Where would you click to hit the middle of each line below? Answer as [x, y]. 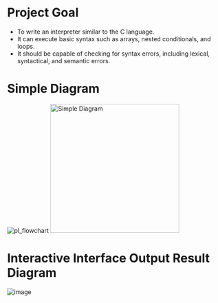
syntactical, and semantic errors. [64, 60]
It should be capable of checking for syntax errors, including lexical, [113, 54]
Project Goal [43, 13]
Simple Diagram [53, 89]
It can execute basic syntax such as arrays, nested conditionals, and [114, 38]
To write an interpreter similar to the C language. [86, 32]
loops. [26, 46]
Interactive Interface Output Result [108, 258]
